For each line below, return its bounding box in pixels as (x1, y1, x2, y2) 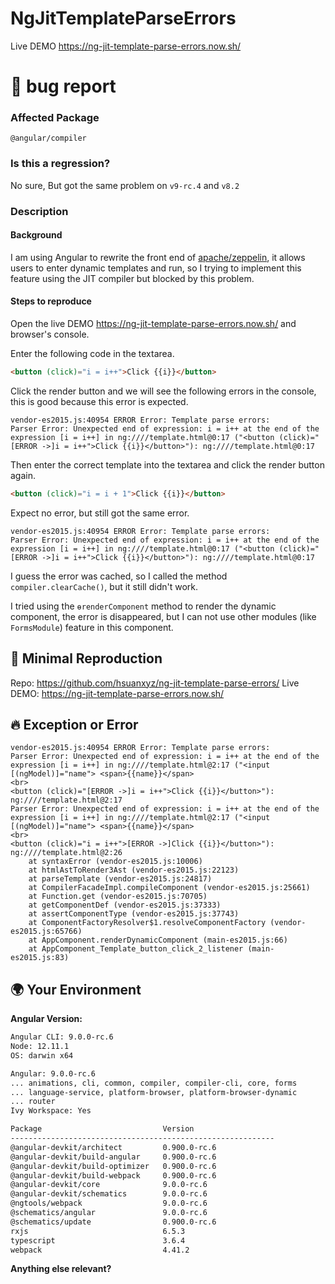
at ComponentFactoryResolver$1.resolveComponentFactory (28, 918, 267, 928)
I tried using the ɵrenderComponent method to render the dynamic (10, 600, 277, 612)
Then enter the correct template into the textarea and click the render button (10, 458, 325, 471)
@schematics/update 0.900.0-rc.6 (10, 1217, 217, 1227)
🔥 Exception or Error (10, 717, 139, 733)
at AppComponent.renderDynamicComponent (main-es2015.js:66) (28, 935, 288, 946)
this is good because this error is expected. (10, 395, 189, 407)
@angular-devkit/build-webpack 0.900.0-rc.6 (10, 1170, 217, 1181)
